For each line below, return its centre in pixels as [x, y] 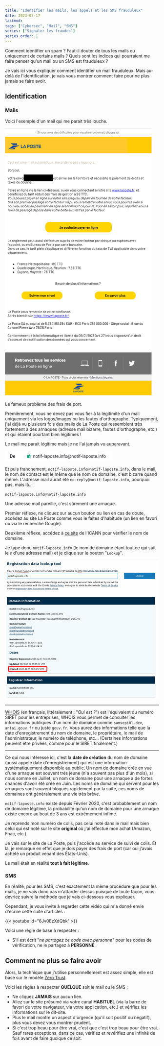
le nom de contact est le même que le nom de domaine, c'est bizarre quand [81, 474]
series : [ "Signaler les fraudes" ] [40, 31]
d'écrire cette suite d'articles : [35, 912]
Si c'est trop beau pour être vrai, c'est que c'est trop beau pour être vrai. [85, 1028]
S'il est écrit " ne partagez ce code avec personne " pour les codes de [82, 940]
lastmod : [14, 21]
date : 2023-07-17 [23, 15]
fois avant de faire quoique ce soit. [47, 1038]
